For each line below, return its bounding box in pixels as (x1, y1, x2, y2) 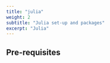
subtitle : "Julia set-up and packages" (6, 20, 105, 26)
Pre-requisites (6, 47, 61, 57)
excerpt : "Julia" (6, 25, 49, 31)
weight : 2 (6, 14, 31, 20)
